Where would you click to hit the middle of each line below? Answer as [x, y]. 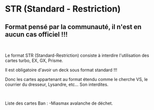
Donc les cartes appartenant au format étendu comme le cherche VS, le [77, 79]
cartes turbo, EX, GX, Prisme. [34, 61]
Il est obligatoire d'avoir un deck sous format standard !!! [61, 70]
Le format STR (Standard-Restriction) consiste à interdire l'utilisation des [77, 55]
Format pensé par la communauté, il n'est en [73, 27]
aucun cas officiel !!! [36, 34]
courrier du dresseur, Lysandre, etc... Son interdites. [57, 84]
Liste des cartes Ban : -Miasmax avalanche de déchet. [59, 103]
